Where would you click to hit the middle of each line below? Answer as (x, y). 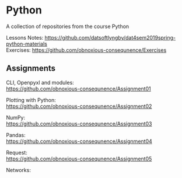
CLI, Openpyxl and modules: (40, 82)
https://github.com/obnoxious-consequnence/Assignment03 (79, 124)
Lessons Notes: (25, 37)
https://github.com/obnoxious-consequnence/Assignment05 (79, 159)
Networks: (18, 170)
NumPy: (15, 117)
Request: (17, 152)
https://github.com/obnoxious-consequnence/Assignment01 (78, 89)
